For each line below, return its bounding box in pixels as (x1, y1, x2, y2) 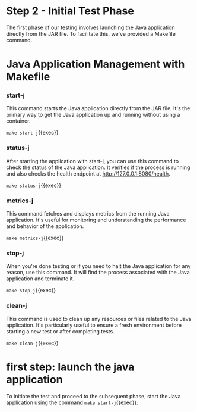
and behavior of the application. (6, 223, 84, 230)
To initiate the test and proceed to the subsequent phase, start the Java (6, 392, 181, 399)
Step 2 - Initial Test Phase (6, 4, 135, 18)
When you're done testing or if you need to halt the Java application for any (6, 263, 191, 270)
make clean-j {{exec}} (6, 339, 59, 347)
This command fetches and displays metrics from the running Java (6, 210, 170, 217)
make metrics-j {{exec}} (6, 234, 64, 242)
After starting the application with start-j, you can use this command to (6, 157, 179, 164)
